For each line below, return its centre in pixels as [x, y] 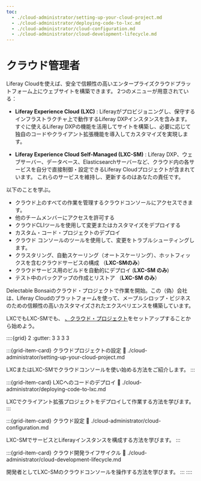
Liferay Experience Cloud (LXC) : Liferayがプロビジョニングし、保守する [105, 111]
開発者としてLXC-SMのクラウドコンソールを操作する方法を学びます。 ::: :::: [99, 472]
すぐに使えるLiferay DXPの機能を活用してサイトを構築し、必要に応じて [103, 126]
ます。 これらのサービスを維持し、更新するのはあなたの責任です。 [102, 177]
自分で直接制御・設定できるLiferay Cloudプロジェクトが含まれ [113, 170]
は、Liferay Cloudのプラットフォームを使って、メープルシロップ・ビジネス [98, 298]
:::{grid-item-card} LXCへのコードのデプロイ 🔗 [64, 382]
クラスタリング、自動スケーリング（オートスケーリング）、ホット [95, 255]
